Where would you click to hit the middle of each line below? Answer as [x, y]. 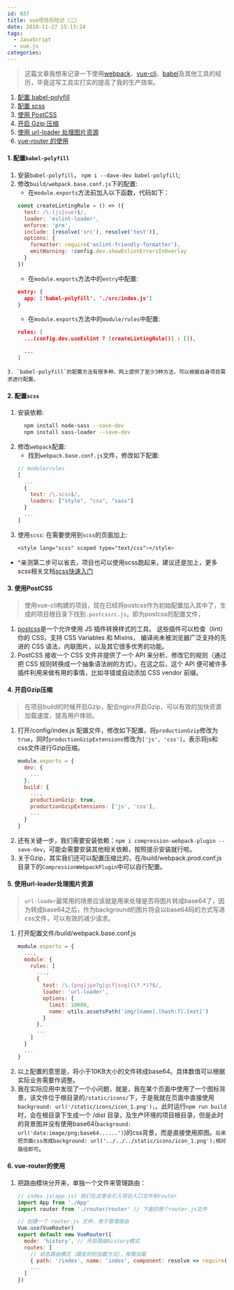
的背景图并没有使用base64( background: [74, 1124]
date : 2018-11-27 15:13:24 [46, 27]
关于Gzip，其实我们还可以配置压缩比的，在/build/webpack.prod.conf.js [119, 858]
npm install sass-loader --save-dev [77, 432]
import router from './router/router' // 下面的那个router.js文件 [112, 1209]
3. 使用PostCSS [30, 588]
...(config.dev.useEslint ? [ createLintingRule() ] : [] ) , [110, 339]
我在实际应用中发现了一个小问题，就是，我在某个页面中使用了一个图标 [118, 1089]
